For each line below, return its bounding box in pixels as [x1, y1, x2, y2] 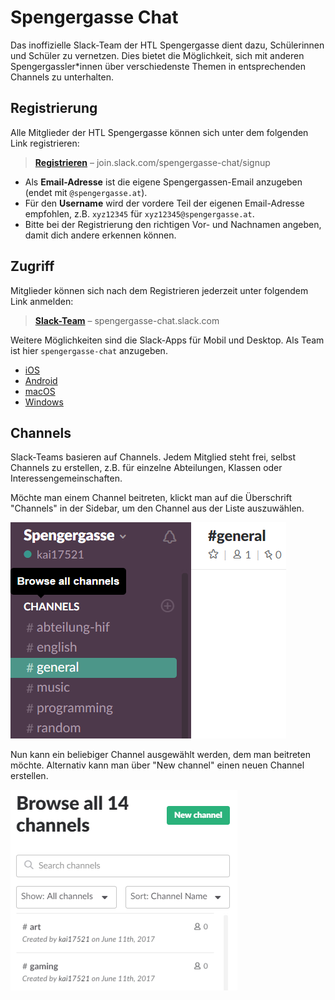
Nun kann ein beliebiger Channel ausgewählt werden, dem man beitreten [10, 749, 311, 761]
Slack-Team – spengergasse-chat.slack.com [34, 314, 220, 326]
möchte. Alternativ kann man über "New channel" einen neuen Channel [10, 759, 305, 771]
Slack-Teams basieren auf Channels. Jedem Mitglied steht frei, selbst [10, 451, 297, 463]
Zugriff [10, 258, 55, 275]
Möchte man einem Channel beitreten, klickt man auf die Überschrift [10, 492, 293, 504]
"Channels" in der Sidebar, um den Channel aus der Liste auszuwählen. [10, 502, 305, 515]
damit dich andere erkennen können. [24, 229, 177, 241]
